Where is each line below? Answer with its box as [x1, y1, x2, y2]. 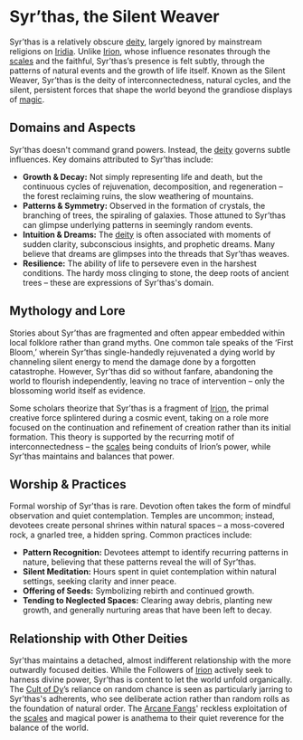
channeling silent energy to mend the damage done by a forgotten [9, 356, 256, 367]
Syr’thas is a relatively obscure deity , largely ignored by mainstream [9, 36, 262, 47]
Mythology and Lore [9, 303, 126, 318]
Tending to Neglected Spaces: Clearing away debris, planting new [22, 595, 273, 606]
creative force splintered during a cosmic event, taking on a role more [9, 412, 270, 422]
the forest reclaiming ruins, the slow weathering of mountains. [22, 190, 254, 201]
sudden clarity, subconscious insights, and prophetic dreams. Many [22, 238, 276, 250]
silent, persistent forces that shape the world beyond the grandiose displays [9, 84, 293, 95]
